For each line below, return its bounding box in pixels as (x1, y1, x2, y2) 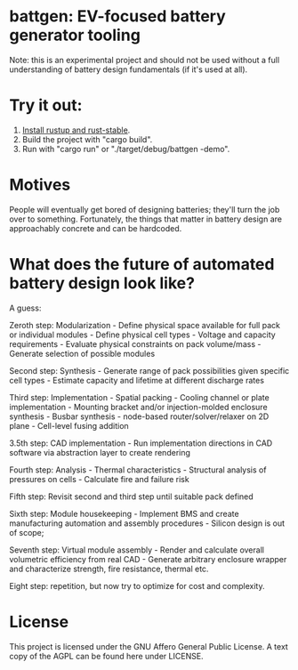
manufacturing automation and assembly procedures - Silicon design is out (9, 518, 286, 529)
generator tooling (9, 25, 141, 45)
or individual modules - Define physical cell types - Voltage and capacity (9, 329, 276, 340)
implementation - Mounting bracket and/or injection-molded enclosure (9, 401, 269, 412)
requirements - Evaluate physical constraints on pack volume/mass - (9, 338, 262, 349)
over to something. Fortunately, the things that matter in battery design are (9, 214, 283, 224)
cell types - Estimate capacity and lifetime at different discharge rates (9, 375, 265, 385)
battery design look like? (9, 273, 196, 293)
